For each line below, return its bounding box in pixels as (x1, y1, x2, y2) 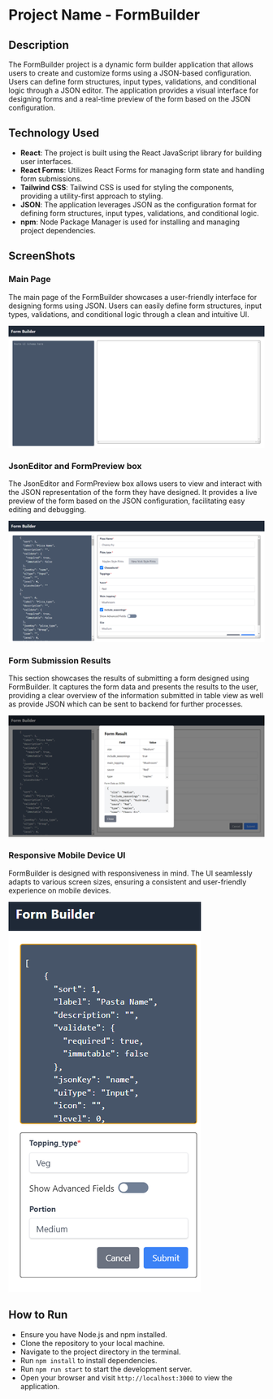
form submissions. (19, 173, 83, 184)
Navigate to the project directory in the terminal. (19, 1347, 181, 1357)
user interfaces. (19, 156, 73, 166)
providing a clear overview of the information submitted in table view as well (8, 691, 264, 701)
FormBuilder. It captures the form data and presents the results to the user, (8, 682, 258, 692)
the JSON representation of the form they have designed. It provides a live (8, 488, 258, 497)
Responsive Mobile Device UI (8, 849, 126, 861)
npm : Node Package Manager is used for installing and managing (19, 217, 240, 227)
